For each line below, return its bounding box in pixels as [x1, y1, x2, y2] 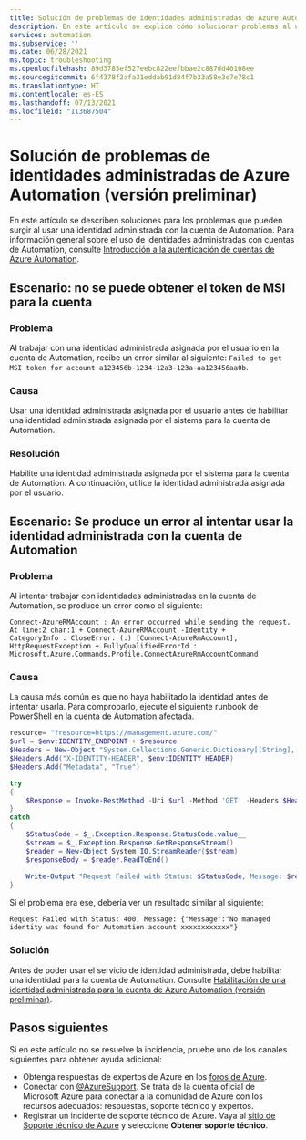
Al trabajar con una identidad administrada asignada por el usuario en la [9, 342, 280, 353]
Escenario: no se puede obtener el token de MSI [9, 280, 286, 295]
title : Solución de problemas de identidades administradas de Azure [9, 13, 280, 23]
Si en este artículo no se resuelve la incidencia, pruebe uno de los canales [9, 1044, 288, 1055]
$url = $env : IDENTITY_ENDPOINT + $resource [9, 737, 178, 746]
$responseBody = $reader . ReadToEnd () [25, 855, 169, 865]
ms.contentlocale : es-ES [9, 89, 104, 98]
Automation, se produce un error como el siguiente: [9, 600, 203, 611]
